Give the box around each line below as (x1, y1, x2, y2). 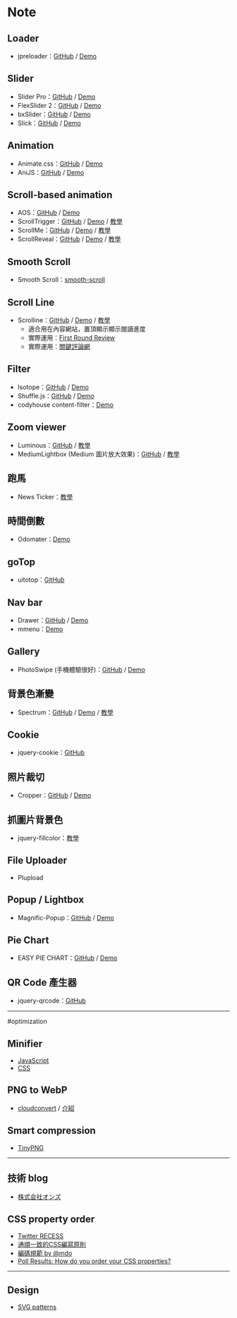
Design (7, 1284, 39, 1296)
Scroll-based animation (7, 189, 113, 201)
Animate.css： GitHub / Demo (17, 159, 104, 168)
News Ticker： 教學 (17, 492, 73, 501)
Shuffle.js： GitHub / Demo (17, 391, 95, 400)
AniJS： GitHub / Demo (17, 168, 85, 176)
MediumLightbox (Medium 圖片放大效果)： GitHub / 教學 (17, 449, 180, 458)
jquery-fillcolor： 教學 (17, 834, 80, 842)
